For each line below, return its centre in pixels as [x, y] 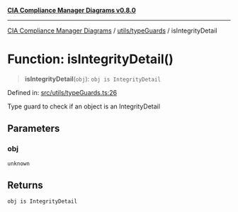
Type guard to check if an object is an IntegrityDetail [84, 106]
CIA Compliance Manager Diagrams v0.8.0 [72, 10]
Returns [25, 185]
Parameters [34, 129]
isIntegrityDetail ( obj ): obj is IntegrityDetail [93, 79]
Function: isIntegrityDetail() [90, 59]
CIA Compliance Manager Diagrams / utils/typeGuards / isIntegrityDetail [112, 30]
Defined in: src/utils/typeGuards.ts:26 [62, 92]
